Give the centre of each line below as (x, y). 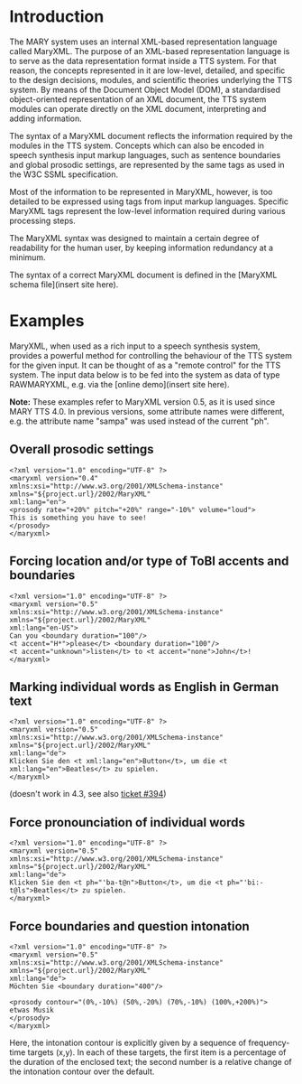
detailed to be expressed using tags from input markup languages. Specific (149, 201)
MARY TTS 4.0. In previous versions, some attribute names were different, (147, 411)
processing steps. (43, 220)
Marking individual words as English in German (144, 687)
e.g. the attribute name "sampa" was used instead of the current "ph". (139, 421)
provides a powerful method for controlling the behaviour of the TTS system (151, 355)
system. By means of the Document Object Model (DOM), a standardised (145, 89)
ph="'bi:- (245, 883)
